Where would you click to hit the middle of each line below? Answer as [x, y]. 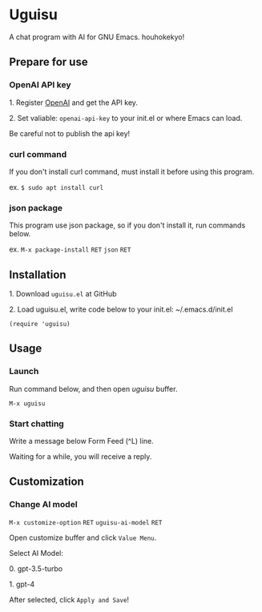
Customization [47, 482]
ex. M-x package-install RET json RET [70, 249]
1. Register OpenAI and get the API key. [74, 103]
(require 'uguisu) [40, 324]
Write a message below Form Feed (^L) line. [82, 441]
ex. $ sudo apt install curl [56, 187]
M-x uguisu [27, 403]
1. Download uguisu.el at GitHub [63, 294]
